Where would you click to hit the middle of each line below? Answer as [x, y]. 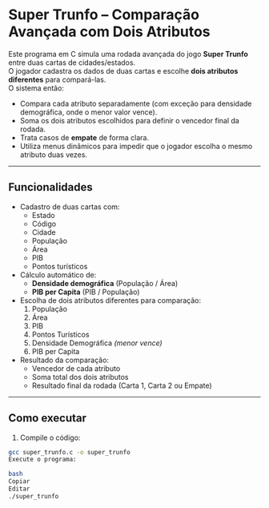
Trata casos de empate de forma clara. [84, 137]
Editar [19, 489]
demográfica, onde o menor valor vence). [88, 112]
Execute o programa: [43, 460]
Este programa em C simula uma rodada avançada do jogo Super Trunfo [128, 54]
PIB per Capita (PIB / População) [86, 292]
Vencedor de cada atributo [76, 368]
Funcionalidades [51, 187]
